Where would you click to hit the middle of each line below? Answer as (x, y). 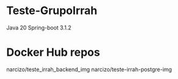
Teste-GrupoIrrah (52, 11)
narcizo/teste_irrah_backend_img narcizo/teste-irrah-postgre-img (89, 69)
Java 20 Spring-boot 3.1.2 (39, 28)
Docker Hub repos (53, 52)
